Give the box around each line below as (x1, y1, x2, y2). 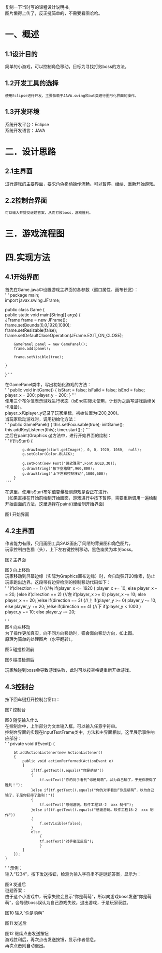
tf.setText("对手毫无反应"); (39, 839, 94, 844)
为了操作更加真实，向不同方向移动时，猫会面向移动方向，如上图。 (5, 630, 136, 636)
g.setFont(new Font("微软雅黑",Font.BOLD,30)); (22, 461, 117, 466)
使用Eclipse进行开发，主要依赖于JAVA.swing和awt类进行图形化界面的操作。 (5, 93, 139, 98)
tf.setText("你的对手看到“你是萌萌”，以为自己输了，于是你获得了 (39, 777, 157, 782)
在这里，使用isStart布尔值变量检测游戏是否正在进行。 (5, 489, 111, 495)
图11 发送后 (5, 921, 27, 926)
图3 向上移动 (5, 567, 30, 573)
